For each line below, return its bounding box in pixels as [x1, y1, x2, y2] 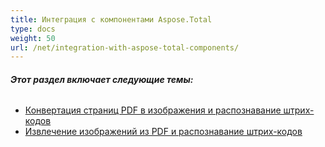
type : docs [10, 24, 56, 34]
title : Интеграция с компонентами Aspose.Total [10, 14, 213, 25]
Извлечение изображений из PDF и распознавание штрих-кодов [24, 126, 303, 138]
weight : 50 [10, 33, 56, 43]
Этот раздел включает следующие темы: [10, 73, 194, 85]
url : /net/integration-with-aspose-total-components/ [10, 42, 240, 53]
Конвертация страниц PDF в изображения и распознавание [24, 104, 282, 116]
